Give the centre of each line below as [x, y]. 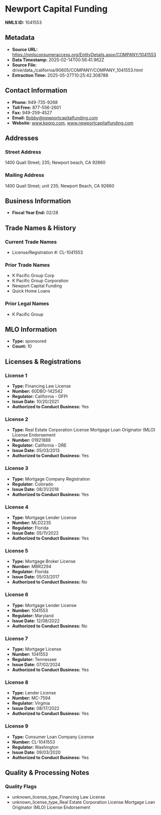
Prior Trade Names [28, 265]
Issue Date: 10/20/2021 [35, 401]
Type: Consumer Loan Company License [53, 737]
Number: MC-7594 [31, 698]
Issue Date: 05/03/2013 [36, 451]
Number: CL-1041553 [34, 742]
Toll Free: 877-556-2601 [37, 107]
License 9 [17, 726]
